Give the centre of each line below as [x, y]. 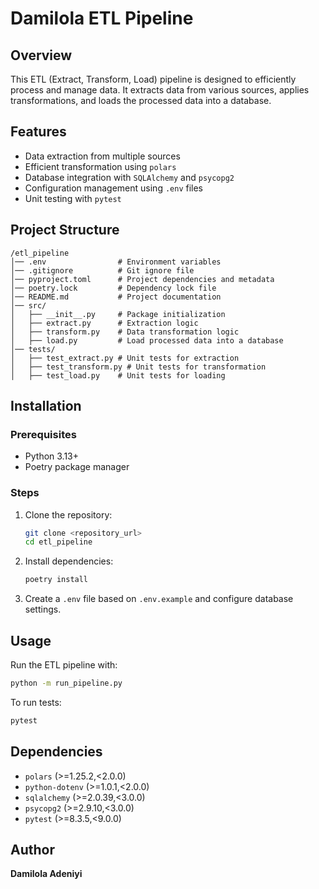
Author [32, 850]
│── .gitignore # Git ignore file [102, 270]
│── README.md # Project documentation [116, 297]
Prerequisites [43, 434]
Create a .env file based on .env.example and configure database [159, 599]
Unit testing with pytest [73, 198]
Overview [41, 55]
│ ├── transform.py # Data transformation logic [125, 332]
